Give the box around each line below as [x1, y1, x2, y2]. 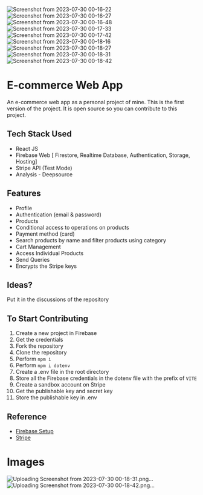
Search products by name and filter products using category [15, 236, 167, 244]
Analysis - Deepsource [15, 170, 73, 178]
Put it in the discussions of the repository [7, 296, 109, 303]
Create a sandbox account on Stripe [15, 381, 106, 388]
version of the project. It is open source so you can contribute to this [7, 105, 178, 112]
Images [7, 455, 45, 469]
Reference [7, 411, 47, 422]
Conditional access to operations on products [15, 224, 129, 231]
